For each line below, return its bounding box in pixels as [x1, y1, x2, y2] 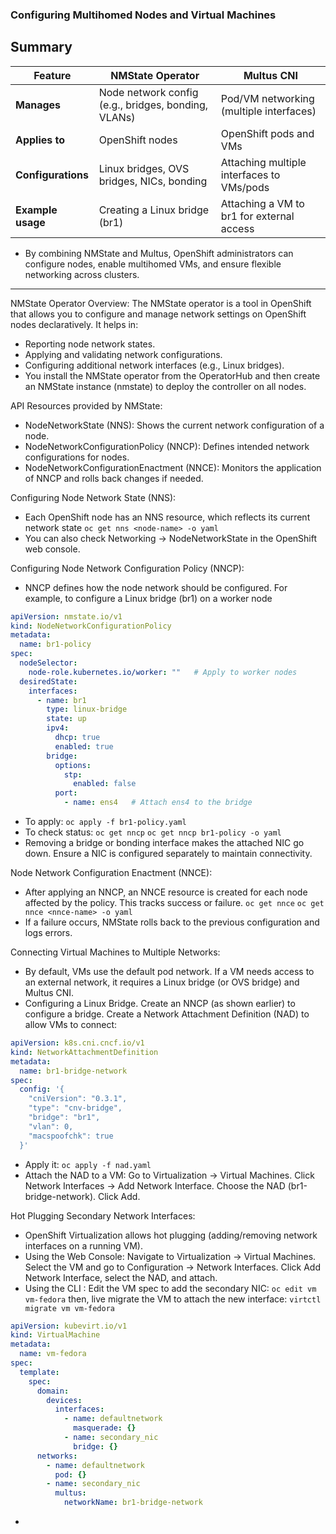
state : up [46, 714, 87, 724]
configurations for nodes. [24, 451, 130, 463]
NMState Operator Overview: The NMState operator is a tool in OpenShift [10, 297, 312, 309]
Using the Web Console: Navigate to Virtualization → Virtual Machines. [24, 1250, 317, 1262]
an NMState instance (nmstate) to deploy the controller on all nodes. [24, 380, 307, 392]
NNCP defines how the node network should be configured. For [24, 581, 288, 593]
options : [54, 760, 92, 770]
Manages [15, 98, 62, 112]
